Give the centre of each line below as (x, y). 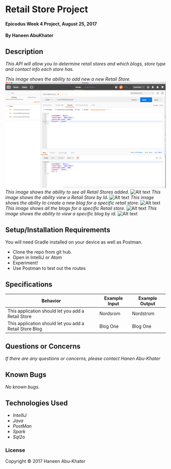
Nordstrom (143, 314)
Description (24, 51)
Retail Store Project (47, 9)
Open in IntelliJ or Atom (37, 257)
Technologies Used (36, 403)
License (15, 450)
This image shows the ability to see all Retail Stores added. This (83, 192)
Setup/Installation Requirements (58, 230)
